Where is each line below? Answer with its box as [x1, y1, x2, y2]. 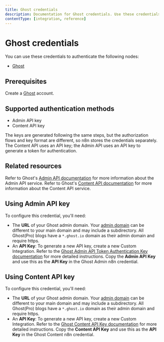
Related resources [5, 162, 62, 171]
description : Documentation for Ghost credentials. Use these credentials [5, 12, 161, 17]
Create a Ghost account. [5, 90, 55, 96]
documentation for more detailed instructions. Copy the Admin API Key [12, 253, 156, 259]
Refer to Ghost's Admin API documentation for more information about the [5, 175, 154, 181]
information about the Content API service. [5, 185, 91, 191]
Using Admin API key [5, 199, 70, 208]
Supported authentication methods [5, 104, 115, 113]
